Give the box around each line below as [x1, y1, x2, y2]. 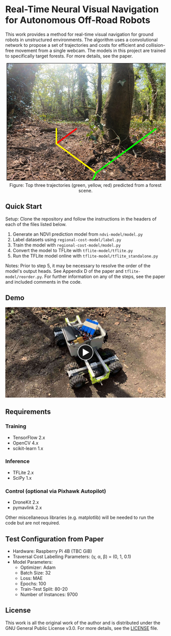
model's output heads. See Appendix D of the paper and [5, 268, 124, 274]
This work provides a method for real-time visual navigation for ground [5, 31, 154, 37]
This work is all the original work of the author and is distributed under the [5, 620, 160, 626]
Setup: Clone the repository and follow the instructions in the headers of [5, 215, 157, 222]
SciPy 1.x [12, 475, 32, 481]
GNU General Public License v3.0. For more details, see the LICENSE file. [5, 625, 159, 631]
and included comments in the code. [5, 279, 82, 285]
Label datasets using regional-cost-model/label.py [12, 236, 122, 242]
